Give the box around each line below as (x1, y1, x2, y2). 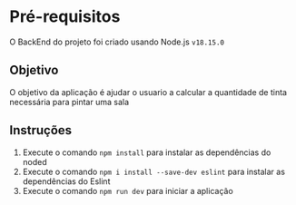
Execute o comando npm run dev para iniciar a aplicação (22, 185, 233, 196)
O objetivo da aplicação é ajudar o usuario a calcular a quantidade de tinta (9, 86, 288, 97)
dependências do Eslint (22, 175, 111, 187)
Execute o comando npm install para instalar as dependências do (22, 147, 271, 158)
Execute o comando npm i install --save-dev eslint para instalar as (22, 166, 286, 177)
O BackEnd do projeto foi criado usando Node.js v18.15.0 (9, 36, 225, 47)
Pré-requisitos (9, 6, 121, 27)
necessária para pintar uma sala (9, 96, 130, 107)
